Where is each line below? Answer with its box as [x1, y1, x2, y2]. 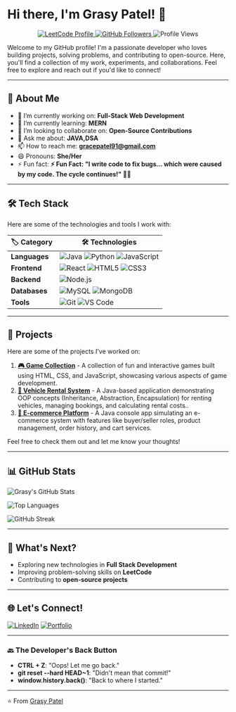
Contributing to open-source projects [17, 576, 128, 583]
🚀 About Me [7, 93, 60, 105]
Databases [11, 286, 48, 295]
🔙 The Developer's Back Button [7, 645, 117, 655]
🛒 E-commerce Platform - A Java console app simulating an [17, 409, 192, 417]
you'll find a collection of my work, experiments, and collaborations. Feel [7, 58, 218, 66]
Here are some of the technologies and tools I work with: [7, 220, 171, 228]
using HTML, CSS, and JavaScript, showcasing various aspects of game [17, 371, 227, 380]
